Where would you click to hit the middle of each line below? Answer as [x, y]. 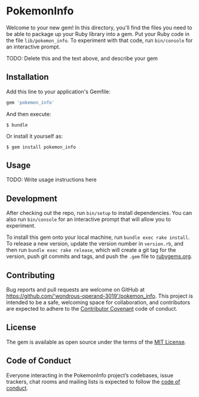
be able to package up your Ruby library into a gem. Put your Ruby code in [98, 34]
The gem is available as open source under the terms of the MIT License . [96, 342]
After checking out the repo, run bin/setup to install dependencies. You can [99, 213]
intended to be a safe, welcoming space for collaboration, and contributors [98, 302]
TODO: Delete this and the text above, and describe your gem [82, 58]
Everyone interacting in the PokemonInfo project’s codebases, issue [90, 375]
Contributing [30, 275]
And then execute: [29, 114]
